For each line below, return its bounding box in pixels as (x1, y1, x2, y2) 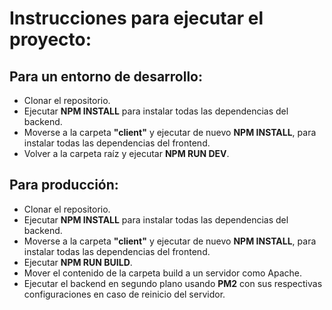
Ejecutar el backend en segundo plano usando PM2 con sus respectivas (23, 277, 323, 289)
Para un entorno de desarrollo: (9, 68, 203, 85)
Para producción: (9, 177, 119, 194)
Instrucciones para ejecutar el (9, 7, 264, 30)
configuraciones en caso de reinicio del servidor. (23, 288, 226, 300)
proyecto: (9, 28, 92, 51)
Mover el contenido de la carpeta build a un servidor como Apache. (23, 267, 302, 279)
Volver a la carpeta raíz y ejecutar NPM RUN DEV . (23, 148, 230, 159)
